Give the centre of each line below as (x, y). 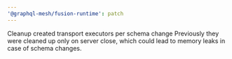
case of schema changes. (45, 48)
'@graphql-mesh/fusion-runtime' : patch (66, 14)
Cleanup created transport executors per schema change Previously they (113, 33)
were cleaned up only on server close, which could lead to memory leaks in (116, 41)
